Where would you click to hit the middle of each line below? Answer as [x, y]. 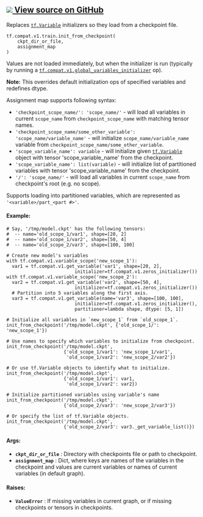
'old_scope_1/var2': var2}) [102, 384]
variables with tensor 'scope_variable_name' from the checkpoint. [98, 170]
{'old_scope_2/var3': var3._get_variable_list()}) [129, 427]
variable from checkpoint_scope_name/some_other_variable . [89, 144]
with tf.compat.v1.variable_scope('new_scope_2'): [72, 277]
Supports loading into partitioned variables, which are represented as [93, 195]
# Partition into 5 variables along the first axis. [80, 293]
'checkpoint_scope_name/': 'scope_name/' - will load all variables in [100, 112]
